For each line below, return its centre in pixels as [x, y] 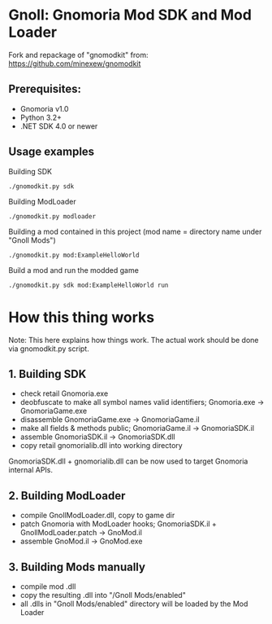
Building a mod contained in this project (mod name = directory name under [135, 231]
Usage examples [52, 152]
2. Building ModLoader [67, 496]
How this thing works [82, 317]
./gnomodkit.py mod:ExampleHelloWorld [74, 255]
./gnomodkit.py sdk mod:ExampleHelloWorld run [89, 285]
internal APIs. [31, 470]
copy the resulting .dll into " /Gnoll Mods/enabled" [103, 595]
